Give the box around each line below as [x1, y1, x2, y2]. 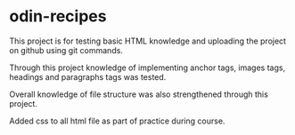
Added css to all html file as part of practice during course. [9, 115, 225, 126]
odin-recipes [9, 6, 107, 27]
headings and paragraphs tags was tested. [9, 71, 167, 82]
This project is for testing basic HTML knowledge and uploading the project [9, 36, 287, 46]
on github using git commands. [9, 44, 123, 55]
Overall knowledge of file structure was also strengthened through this [9, 89, 269, 99]
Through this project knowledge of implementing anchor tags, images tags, [9, 62, 286, 73]
